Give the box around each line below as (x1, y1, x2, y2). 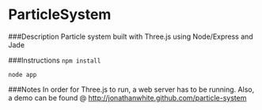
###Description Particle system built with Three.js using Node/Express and (8, 32, 253, 41)
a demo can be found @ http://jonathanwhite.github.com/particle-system (8, 93, 247, 102)
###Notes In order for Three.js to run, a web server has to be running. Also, (8, 85, 255, 94)
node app (8, 70, 37, 78)
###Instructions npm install (8, 55, 101, 65)
